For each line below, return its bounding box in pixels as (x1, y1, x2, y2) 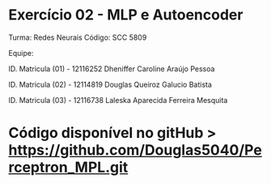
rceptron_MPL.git (8, 158, 129, 177)
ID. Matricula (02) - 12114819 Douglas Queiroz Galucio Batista (8, 79, 213, 89)
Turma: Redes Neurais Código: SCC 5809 (8, 32, 147, 42)
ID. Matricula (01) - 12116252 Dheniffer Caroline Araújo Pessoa (8, 63, 215, 74)
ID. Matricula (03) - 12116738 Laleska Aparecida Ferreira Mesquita (8, 95, 228, 105)
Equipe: (8, 48, 34, 58)
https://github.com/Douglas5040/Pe (8, 141, 263, 160)
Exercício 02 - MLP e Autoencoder (8, 6, 243, 24)
